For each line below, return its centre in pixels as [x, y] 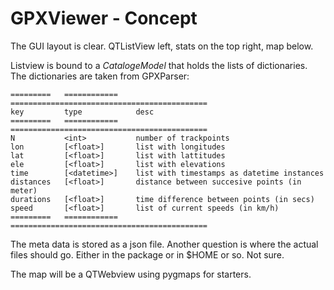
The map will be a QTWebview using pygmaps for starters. [131, 274]
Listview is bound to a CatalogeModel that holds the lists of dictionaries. [159, 65]
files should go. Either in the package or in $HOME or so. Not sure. [147, 254]
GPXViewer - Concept [104, 18]
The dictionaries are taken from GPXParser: [100, 76]
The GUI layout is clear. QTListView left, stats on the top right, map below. [162, 46]
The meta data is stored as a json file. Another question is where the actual [164, 244]
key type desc [82, 112]
